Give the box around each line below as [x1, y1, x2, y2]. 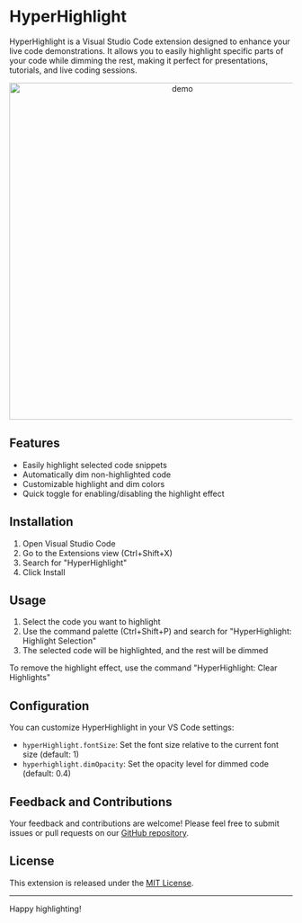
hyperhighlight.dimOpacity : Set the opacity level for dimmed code [22, 759, 270, 769]
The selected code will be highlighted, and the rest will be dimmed [22, 645, 269, 656]
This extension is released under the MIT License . [9, 877, 194, 888]
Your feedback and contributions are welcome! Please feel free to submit [9, 818, 280, 829]
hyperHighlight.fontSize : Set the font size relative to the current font [22, 740, 280, 750]
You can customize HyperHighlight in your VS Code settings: [9, 722, 235, 733]
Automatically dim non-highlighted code [22, 469, 172, 480]
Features [9, 436, 60, 451]
